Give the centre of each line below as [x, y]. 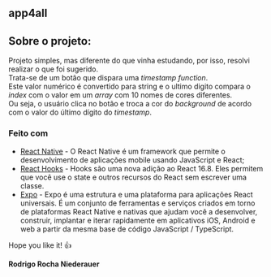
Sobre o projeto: [50, 41]
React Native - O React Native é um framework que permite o [123, 151]
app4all [28, 13]
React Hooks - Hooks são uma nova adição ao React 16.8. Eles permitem [142, 168]
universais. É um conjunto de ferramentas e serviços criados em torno [138, 203]
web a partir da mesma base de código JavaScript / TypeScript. [127, 229]
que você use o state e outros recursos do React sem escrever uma [133, 177]
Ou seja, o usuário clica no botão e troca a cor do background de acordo [130, 104]
